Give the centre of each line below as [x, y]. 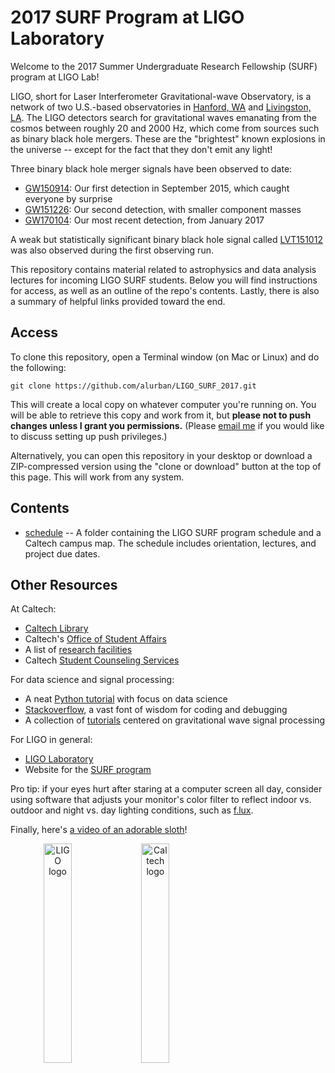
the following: [38, 367]
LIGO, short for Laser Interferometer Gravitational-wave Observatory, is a [161, 96]
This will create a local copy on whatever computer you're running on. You [163, 404]
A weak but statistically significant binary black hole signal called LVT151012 [166, 239]
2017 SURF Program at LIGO [127, 17]
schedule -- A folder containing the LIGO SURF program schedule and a [173, 532]
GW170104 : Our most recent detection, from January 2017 [144, 220]
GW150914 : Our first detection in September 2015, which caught [157, 188]
